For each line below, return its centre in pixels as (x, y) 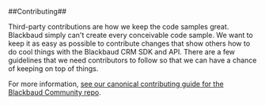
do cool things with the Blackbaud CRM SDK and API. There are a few (122, 52)
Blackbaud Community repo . (55, 92)
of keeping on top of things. (53, 69)
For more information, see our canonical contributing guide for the (116, 84)
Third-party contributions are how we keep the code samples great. (119, 26)
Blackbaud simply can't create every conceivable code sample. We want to (131, 35)
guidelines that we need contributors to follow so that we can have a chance (132, 60)
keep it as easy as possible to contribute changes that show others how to (129, 43)
